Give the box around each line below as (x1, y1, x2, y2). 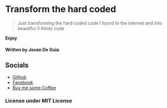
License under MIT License (5, 97, 72, 104)
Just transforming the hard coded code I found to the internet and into (17, 20, 162, 26)
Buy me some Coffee (12, 85, 56, 91)
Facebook (12, 79, 33, 85)
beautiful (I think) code (17, 25, 64, 31)
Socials (5, 61, 29, 69)
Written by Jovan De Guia (5, 46, 59, 52)
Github (12, 74, 26, 80)
